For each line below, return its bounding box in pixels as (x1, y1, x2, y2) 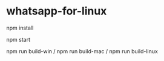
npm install (6, 24, 34, 31)
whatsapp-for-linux (6, 4, 107, 18)
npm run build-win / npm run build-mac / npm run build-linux (6, 47, 159, 55)
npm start (6, 36, 31, 43)
